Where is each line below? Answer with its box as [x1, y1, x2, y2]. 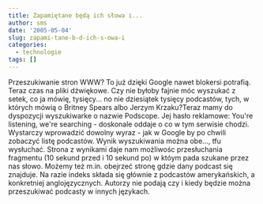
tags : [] [8, 56, 37, 64]
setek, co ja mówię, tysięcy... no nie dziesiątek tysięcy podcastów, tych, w [8, 94, 250, 104]
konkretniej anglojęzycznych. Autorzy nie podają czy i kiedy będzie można [8, 178, 251, 187]
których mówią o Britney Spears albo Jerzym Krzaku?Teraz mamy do [8, 102, 233, 111]
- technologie [15, 48, 62, 56]
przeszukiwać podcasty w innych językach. [8, 187, 150, 196]
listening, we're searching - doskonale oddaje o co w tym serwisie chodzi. [8, 119, 250, 129]
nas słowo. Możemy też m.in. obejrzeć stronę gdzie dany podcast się [8, 161, 233, 171]
